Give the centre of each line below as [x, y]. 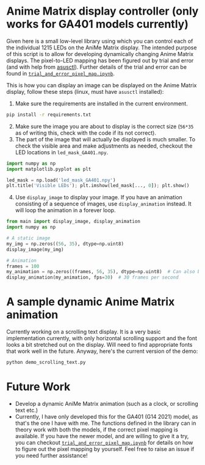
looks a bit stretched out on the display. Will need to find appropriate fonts [99, 345]
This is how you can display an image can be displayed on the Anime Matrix [102, 85]
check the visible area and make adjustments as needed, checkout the [104, 146]
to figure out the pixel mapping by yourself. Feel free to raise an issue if [105, 449]
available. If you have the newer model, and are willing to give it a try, [102, 436]
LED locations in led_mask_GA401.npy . [62, 152]
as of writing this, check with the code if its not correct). [86, 133]
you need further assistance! [51, 455]
